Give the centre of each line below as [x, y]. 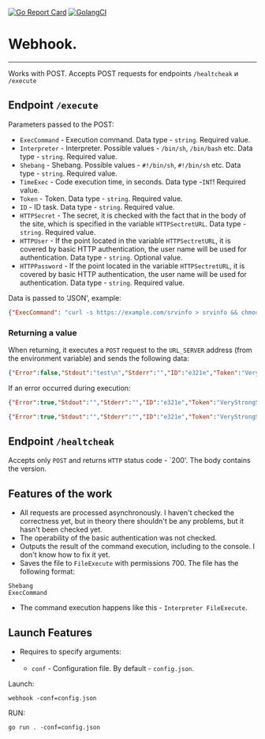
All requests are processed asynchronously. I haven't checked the [127, 513]
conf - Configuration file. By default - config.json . [113, 668]
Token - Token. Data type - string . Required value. [101, 199]
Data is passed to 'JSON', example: [65, 297]
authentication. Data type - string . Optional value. [101, 257]
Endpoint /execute [53, 106]
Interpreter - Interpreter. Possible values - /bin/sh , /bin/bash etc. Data [136, 148]
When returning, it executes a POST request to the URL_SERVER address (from [130, 350]
